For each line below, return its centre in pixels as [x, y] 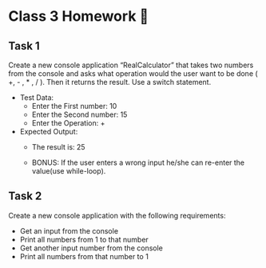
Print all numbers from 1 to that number [84, 239]
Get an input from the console [69, 230]
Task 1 [24, 46]
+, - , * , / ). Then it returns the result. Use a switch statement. [110, 82]
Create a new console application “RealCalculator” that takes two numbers [131, 65]
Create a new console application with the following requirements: [117, 215]
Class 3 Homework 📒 [79, 16]
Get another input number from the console [91, 248]
